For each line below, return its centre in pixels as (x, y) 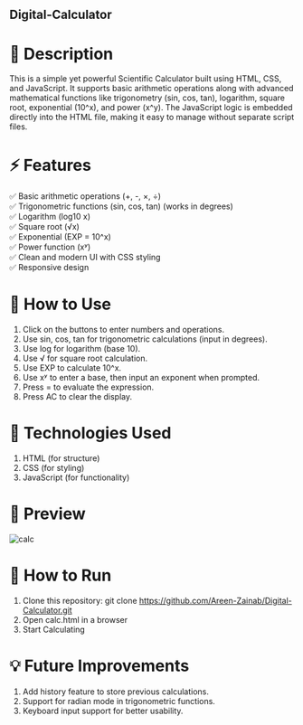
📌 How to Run (61, 575)
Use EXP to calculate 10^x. (72, 368)
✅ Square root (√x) (44, 227)
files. (19, 127)
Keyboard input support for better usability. (103, 711)
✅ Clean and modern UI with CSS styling (85, 258)
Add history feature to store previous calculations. (116, 692)
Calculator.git (47, 610)
